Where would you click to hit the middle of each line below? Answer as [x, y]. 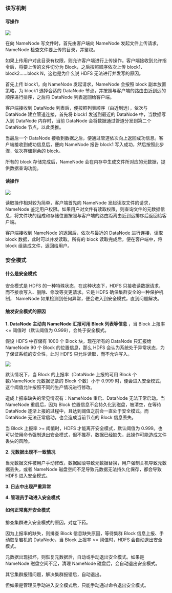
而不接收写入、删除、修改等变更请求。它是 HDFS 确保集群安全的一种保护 [82, 292]
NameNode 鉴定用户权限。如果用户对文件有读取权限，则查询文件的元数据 [83, 209]
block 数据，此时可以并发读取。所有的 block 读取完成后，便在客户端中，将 [84, 239]
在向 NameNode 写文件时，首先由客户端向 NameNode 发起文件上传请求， [83, 43]
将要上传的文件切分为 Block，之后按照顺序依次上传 [72, 67]
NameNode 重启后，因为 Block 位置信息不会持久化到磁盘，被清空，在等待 [83, 404]
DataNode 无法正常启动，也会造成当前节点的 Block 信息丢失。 [71, 417]
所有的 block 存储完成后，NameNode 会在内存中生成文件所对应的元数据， [83, 162]
